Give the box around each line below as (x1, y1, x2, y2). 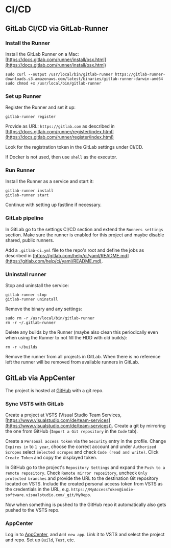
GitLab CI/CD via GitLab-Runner (5, 24, 109, 33)
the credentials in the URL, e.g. (5, 486, 70, 493)
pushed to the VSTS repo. (5, 507, 60, 513)
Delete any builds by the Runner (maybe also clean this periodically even (5, 329, 158, 335)
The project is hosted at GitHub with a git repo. (5, 387, 104, 393)
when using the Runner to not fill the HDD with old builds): (5, 335, 128, 341)
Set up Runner (5, 92, 42, 99)
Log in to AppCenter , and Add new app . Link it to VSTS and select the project (5, 532, 165, 538)
